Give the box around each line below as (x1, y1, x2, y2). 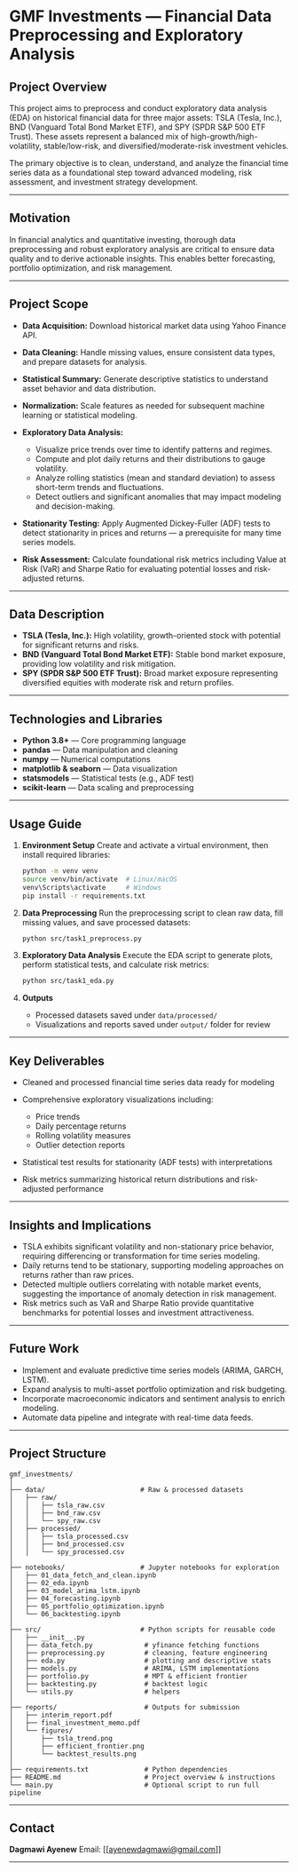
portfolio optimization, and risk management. (9, 262, 173, 273)
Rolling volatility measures (35, 1130, 131, 1141)
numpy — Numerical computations (21, 754, 151, 765)
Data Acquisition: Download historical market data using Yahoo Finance (21, 320, 286, 330)
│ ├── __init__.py (9, 1632, 86, 1642)
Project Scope (9, 297, 89, 312)
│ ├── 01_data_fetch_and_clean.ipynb (9, 1570, 157, 1580)
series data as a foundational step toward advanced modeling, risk (9, 167, 253, 178)
